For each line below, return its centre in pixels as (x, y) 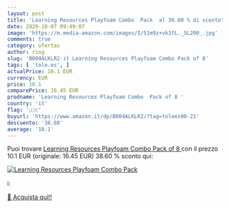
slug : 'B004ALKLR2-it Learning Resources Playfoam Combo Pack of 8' (108, 59)
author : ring (26, 53)
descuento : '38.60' (35, 123)
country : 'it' (28, 104)
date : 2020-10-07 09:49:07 (46, 26)
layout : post (26, 13)
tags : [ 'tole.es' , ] (38, 65)
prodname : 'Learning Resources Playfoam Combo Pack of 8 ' (96, 97)
